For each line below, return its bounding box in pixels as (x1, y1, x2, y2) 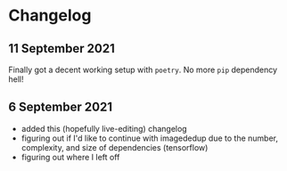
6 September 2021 (8, 100, 113, 115)
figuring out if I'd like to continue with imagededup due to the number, (20, 133, 278, 143)
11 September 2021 (8, 41, 115, 56)
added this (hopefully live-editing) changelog (20, 123, 188, 134)
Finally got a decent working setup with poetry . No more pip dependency (8, 64, 278, 75)
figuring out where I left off (20, 151, 120, 162)
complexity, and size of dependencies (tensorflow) (20, 142, 209, 152)
